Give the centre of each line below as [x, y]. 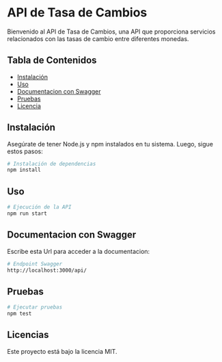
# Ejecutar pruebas [35, 307]
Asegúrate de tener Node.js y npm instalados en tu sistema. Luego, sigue [110, 144]
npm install [24, 170]
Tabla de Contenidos [52, 61]
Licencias [28, 335]
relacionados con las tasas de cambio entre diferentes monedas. [98, 38]
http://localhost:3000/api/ [47, 270]
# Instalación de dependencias [52, 164]
